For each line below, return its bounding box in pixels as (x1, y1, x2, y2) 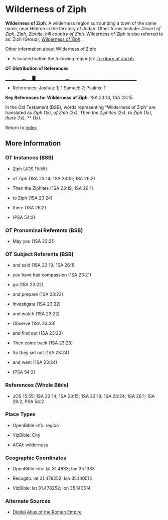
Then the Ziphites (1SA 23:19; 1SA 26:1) (12, 185, 94, 191)
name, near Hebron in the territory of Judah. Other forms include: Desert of (5, 25, 161, 31)
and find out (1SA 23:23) (12, 330, 63, 336)
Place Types (5, 411, 36, 418)
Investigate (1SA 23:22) (12, 301, 61, 307)
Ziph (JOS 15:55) (12, 166, 48, 172)
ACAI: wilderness (12, 442, 48, 448)
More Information (5, 139, 61, 148)
